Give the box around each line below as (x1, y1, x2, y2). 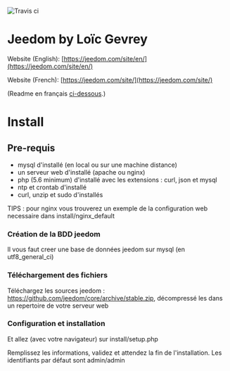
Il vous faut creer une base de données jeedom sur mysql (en (7, 245, 185, 253)
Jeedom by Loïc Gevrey (7, 32, 148, 47)
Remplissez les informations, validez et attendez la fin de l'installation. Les (7, 348, 222, 357)
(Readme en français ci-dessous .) (7, 89, 106, 98)
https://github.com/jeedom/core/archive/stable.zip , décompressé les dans (7, 294, 223, 302)
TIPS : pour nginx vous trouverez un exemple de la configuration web (7, 204, 208, 213)
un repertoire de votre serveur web (7, 301, 109, 310)
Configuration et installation (7, 319, 106, 329)
